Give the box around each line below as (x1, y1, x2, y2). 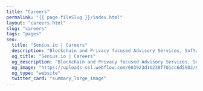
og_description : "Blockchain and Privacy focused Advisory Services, (11, 59, 190, 65)
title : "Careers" (6, 8, 50, 15)
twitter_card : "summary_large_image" (11, 75, 107, 81)
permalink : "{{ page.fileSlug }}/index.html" (6, 14, 123, 20)
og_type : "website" (11, 70, 61, 76)
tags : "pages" (6, 31, 42, 37)
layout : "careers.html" (6, 20, 66, 26)
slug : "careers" (6, 25, 47, 32)
